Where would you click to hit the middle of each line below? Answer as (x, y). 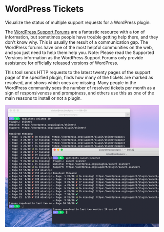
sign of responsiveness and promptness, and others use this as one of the (80, 93)
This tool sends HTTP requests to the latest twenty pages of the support (78, 72)
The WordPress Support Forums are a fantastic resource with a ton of (75, 32)
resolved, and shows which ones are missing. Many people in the (71, 82)
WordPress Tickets (44, 9)
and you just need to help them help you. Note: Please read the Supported (80, 53)
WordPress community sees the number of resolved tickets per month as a (80, 88)
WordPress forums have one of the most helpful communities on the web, (79, 47)
